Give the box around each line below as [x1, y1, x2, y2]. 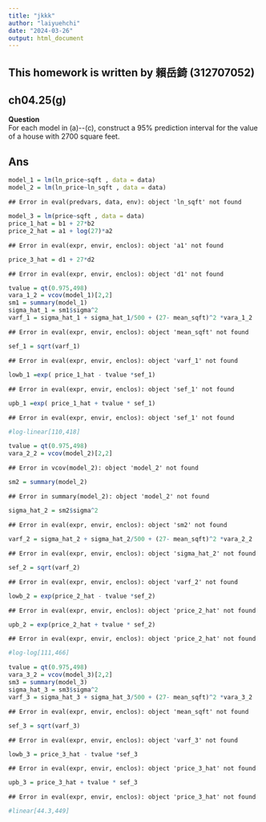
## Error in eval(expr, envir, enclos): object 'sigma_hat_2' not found [8, 550, 256, 558]
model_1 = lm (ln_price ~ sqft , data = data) [8, 176, 156, 184]
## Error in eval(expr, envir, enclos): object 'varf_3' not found [8, 736, 239, 744]
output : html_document [8, 34, 84, 42]
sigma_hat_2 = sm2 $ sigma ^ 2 [8, 506, 99, 515]
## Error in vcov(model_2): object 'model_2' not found [8, 464, 199, 473]
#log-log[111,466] [8, 649, 70, 657]
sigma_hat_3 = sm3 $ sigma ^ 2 [8, 686, 99, 694]
